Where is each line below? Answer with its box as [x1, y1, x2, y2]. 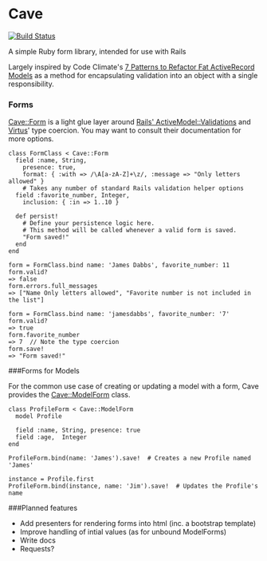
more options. [8, 134, 54, 144]
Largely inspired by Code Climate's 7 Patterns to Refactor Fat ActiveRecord [8, 61, 255, 72]
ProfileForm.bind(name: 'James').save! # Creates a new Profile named [8, 454, 251, 463]
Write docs [19, 535, 56, 545]
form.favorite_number [8, 331, 80, 339]
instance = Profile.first [8, 476, 94, 484]
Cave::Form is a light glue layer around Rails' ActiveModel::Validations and [8, 117, 251, 127]
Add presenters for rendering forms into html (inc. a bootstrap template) [19, 519, 257, 528]
